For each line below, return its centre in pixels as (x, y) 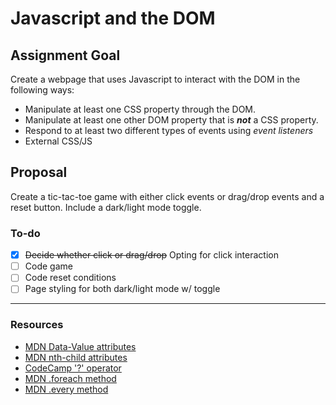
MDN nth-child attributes (76, 357)
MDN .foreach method (70, 378)
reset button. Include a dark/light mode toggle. (106, 207)
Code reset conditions (70, 278)
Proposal (39, 172)
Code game (48, 266)
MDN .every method (66, 389)
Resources (37, 325)
